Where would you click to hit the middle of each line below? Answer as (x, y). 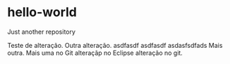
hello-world (42, 12)
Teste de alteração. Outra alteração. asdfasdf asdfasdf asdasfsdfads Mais (115, 45)
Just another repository (42, 32)
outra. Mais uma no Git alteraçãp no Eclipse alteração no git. (95, 53)
